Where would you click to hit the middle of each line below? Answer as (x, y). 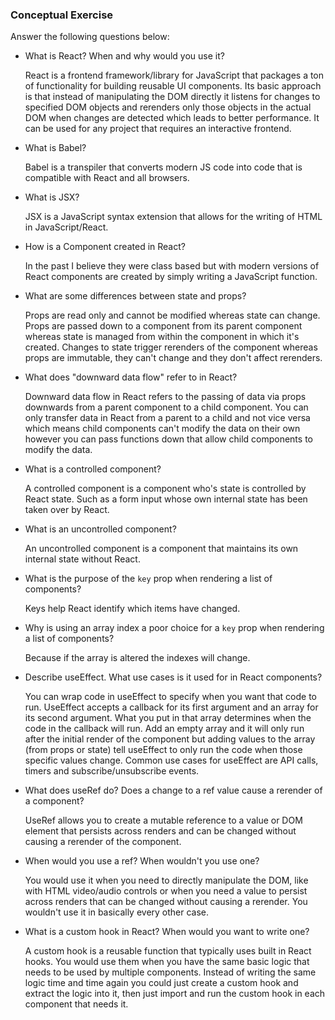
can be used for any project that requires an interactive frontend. (158, 129)
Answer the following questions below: (90, 37)
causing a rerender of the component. (103, 842)
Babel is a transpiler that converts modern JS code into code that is (163, 167)
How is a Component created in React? (105, 247)
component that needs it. (76, 1004)
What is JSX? (52, 197)
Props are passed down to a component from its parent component (163, 326)
